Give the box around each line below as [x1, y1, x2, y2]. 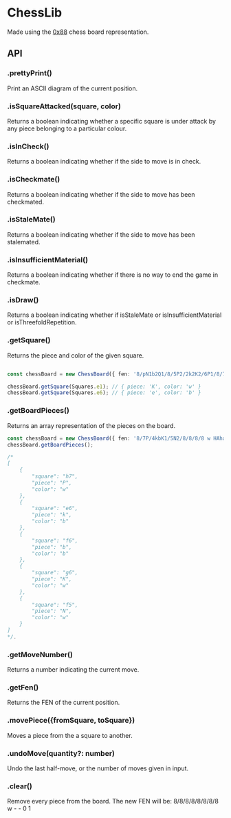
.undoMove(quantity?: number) [7, 748, 115, 758]
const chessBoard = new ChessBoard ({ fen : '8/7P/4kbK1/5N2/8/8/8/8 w [7, 435, 211, 442]
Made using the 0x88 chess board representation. [7, 28, 149, 36]
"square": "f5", [32, 601, 78, 608]
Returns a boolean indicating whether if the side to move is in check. [7, 157, 201, 166]
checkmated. [7, 197, 45, 206]
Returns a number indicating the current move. [7, 665, 140, 674]
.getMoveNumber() [7, 650, 74, 659]
